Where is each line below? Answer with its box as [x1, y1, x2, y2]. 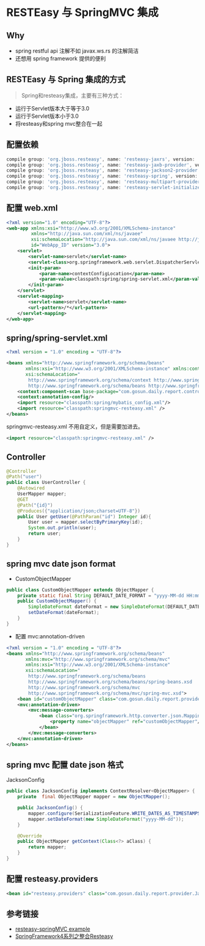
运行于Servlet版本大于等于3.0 [15, 104, 90, 112]
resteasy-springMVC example [15, 925, 90, 933]
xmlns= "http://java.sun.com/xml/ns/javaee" [31, 231, 143, 237]
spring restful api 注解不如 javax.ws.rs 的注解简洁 [15, 47, 139, 54]
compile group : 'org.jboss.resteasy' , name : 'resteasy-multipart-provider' [6, 179, 203, 185]
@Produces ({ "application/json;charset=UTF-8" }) [17, 508, 140, 514]
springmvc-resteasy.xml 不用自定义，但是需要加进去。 [6, 422, 143, 430]
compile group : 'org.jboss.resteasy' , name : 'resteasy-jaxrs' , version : [6, 156, 195, 162]
